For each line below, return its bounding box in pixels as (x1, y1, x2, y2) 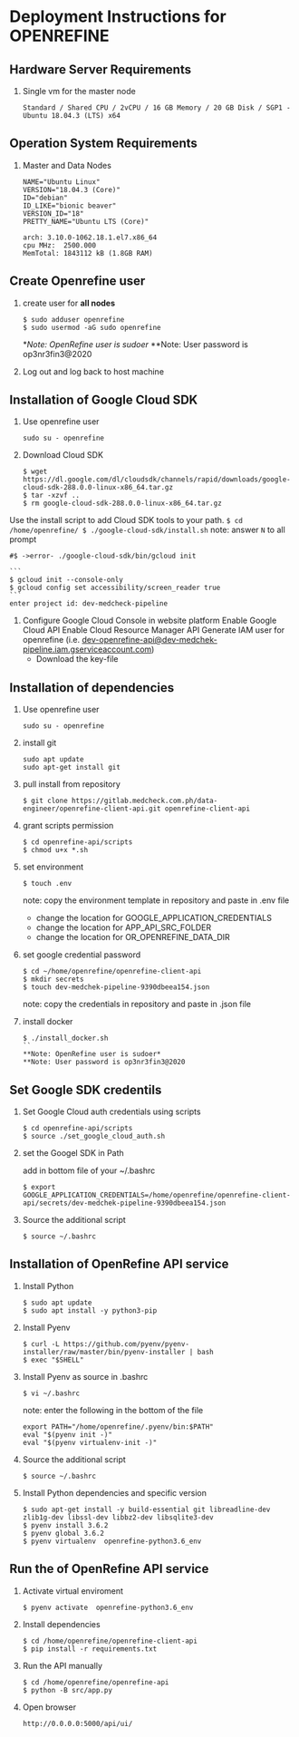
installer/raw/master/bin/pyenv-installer (22, 1347, 186, 1356)
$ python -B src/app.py (22, 1685, 113, 1694)
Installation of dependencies (9, 680, 175, 695)
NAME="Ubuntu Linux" (22, 177, 101, 187)
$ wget (22, 467, 48, 477)
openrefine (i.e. (22, 635, 81, 645)
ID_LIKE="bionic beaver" (22, 201, 117, 210)
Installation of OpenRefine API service (9, 1257, 229, 1272)
